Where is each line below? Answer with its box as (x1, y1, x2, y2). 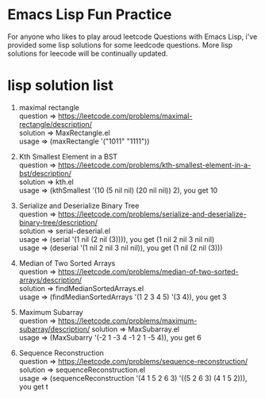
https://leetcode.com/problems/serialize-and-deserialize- (58, 209, 247, 219)
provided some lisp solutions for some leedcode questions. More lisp (7, 40, 233, 49)
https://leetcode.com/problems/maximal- (58, 111, 193, 121)
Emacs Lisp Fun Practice (7, 6, 172, 24)
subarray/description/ (18, 324, 90, 334)
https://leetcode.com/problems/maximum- (58, 316, 198, 325)
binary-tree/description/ (18, 217, 98, 227)
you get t (18, 382, 48, 391)
